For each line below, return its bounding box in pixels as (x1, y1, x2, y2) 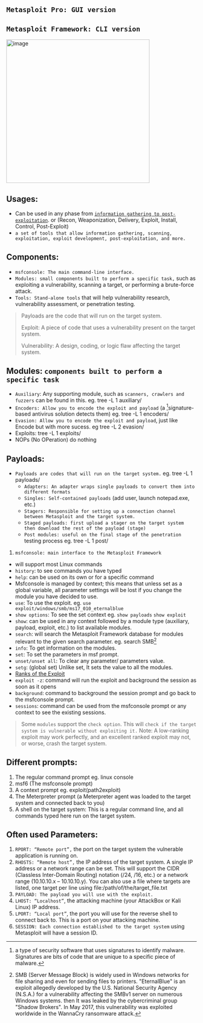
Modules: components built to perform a (6, 366, 163, 376)
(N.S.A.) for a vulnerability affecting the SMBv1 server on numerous (14, 991, 183, 998)
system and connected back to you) (14, 799, 105, 806)
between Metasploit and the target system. (24, 514, 136, 520)
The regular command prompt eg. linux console (14, 773, 134, 781)
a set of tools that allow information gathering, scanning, (14, 230, 173, 236)
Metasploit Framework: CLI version (6, 24, 141, 33)
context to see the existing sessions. (14, 708, 106, 716)
